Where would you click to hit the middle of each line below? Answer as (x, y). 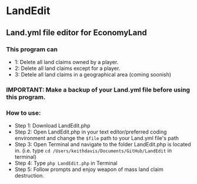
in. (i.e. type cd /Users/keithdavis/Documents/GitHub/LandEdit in (93, 150)
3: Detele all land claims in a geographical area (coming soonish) (93, 74)
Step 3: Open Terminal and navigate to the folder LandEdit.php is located (103, 145)
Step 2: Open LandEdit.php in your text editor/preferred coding (91, 132)
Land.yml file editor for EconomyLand (76, 33)
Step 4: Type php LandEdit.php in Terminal (66, 163)
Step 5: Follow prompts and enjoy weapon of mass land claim (89, 169)
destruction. (29, 176)
